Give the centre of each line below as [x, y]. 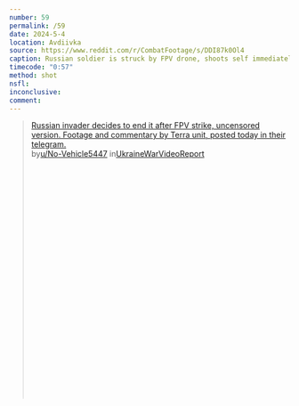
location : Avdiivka [45, 42]
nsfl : [19, 84]
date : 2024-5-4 [37, 34]
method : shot [33, 76]
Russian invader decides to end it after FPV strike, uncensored [145, 126]
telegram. [48, 144]
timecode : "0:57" [41, 68]
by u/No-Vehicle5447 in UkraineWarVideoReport [117, 154]
